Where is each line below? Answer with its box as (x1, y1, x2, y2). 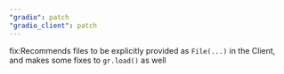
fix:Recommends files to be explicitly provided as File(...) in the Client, (9, 45, 276, 55)
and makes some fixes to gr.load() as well (9, 55, 166, 65)
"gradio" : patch (9, 12, 69, 22)
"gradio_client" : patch (9, 21, 98, 30)
